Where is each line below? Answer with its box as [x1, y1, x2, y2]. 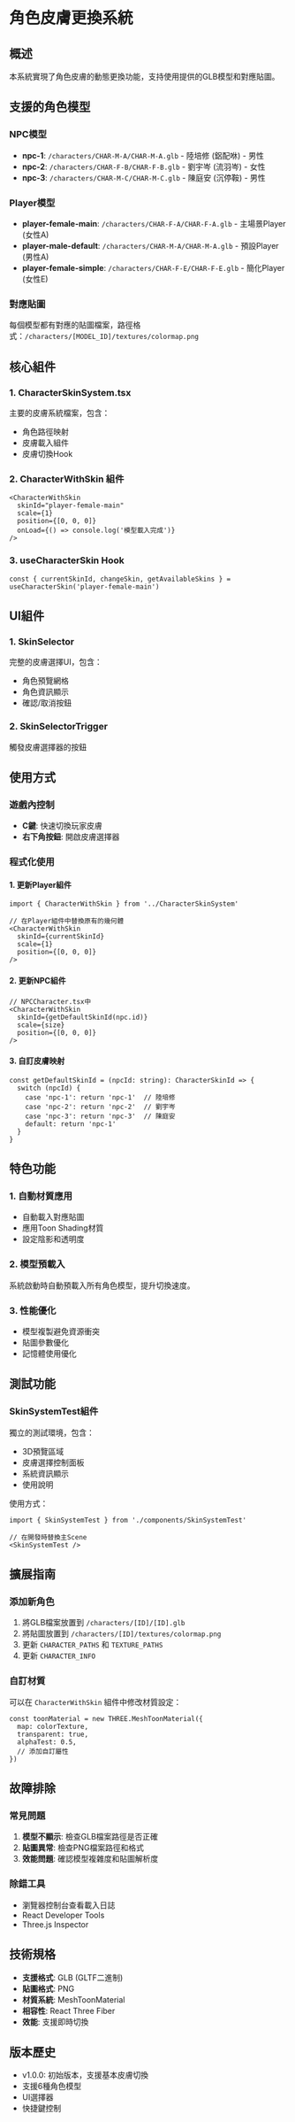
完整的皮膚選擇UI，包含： [9, 657, 103, 667]
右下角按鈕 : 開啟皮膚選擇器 [21, 831, 120, 842]
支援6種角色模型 [21, 2081, 82, 2092]
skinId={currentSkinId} [17, 932, 104, 941]
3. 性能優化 [9, 1304, 57, 1316]
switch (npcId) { [17, 1084, 81, 1092]
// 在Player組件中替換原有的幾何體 [9, 917, 125, 926]
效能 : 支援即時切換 [21, 2016, 89, 2027]
